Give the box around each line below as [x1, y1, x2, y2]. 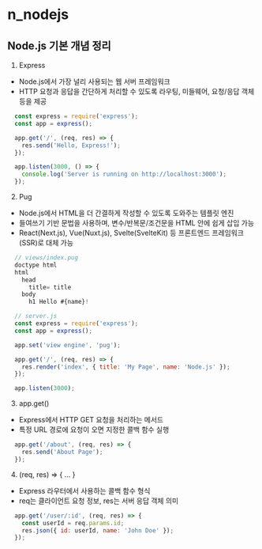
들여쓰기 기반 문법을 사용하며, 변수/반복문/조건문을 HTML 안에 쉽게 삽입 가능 [18, 218, 254, 227]
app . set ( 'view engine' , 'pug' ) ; [14, 341, 122, 349]
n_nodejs [7, 6, 69, 24]
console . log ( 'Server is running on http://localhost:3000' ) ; [21, 170, 226, 179]
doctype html [14, 261, 58, 269]
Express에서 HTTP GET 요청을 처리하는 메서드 [18, 415, 163, 425]
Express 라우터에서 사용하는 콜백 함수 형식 [18, 486, 151, 495]
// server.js [14, 312, 58, 320]
